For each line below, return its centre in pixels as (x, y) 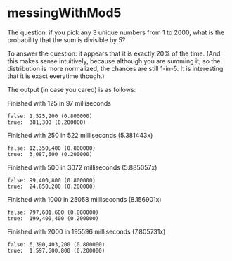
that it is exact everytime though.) (56, 76)
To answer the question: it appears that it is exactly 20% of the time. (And (114, 53)
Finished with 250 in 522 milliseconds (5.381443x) (80, 135)
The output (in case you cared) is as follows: (72, 89)
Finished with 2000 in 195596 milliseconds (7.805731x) (86, 231)
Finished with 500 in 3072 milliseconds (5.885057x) (82, 167)
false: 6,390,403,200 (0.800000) (56, 244)
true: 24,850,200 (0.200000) (52, 186)
